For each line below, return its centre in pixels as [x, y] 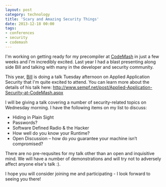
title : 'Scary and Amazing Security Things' [52, 19]
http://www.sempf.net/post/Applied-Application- [103, 87]
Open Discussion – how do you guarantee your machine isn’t [75, 138]
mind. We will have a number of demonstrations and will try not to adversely [83, 159]
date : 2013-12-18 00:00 [30, 24]
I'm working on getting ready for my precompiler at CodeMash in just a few [82, 56]
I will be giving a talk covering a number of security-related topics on [76, 102]
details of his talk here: [29, 87]
